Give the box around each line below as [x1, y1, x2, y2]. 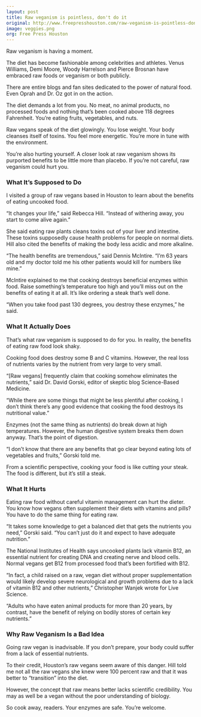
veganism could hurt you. [6, 163, 69, 171]
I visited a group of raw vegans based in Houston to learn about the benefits [6, 192, 194, 199]
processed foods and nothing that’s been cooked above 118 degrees [6, 108, 175, 115]
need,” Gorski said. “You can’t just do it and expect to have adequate [6, 529, 175, 536]
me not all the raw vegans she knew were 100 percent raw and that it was [6, 668, 187, 676]
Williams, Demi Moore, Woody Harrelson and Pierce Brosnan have [6, 65, 169, 73]
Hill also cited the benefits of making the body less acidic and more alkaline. [6, 241, 194, 248]
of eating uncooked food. [6, 198, 69, 205]
